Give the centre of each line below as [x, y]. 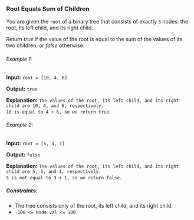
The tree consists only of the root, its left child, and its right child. [93, 205]
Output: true [22, 89]
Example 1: [19, 59]
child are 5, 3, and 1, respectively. [54, 171]
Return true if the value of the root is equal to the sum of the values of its [94, 39]
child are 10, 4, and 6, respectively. [55, 106]
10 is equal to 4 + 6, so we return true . [58, 111]
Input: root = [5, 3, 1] [35, 143]
